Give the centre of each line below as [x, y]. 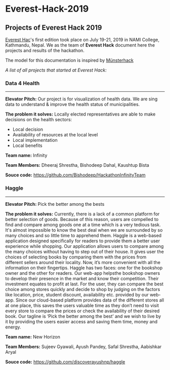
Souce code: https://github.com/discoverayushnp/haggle [65, 362]
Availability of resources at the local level [55, 135]
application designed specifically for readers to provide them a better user [83, 241]
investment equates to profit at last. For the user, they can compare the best [84, 284]
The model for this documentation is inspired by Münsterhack [70, 60]
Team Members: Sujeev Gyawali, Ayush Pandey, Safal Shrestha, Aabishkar [83, 346]
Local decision [28, 129]
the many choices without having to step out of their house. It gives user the [85, 251]
